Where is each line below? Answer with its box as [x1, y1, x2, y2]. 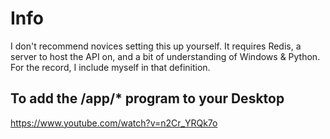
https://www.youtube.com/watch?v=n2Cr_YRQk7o [10, 117, 218, 129]
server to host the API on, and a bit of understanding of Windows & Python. [10, 50, 321, 62]
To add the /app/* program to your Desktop [10, 90, 285, 107]
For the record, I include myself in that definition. [10, 61, 211, 73]
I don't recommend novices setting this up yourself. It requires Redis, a [10, 40, 302, 52]
